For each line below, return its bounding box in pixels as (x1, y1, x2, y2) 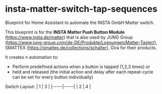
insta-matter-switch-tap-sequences (5, 3, 158, 15)
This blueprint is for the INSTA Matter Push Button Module (5, 29, 125, 35)
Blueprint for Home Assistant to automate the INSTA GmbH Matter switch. (5, 20, 155, 25)
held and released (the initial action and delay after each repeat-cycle (12, 69, 154, 74)
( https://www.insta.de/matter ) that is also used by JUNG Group (5, 34, 133, 40)
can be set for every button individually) (12, 74, 94, 80)
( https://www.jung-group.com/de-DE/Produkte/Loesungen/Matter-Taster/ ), (5, 39, 158, 45)
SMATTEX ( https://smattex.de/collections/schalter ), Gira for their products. (5, 45, 157, 50)
